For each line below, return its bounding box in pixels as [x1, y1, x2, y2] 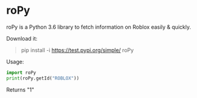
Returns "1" [6, 86, 34, 93]
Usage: [6, 58, 24, 65]
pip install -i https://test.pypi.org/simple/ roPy [20, 46, 134, 54]
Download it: [6, 35, 38, 42]
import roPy [6, 69, 36, 75]
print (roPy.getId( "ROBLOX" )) [6, 75, 80, 81]
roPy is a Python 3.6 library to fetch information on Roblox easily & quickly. [6, 23, 192, 30]
